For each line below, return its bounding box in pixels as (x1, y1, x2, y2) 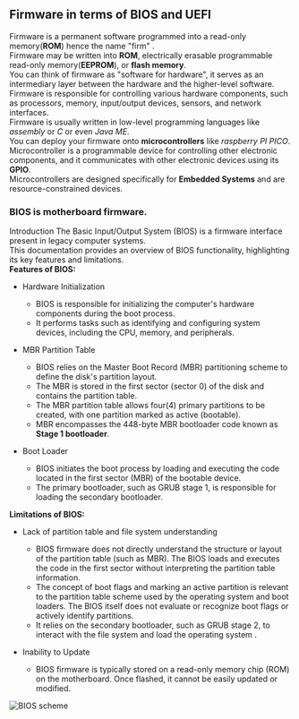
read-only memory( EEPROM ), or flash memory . (9, 59, 186, 70)
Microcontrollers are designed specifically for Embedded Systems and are (9, 174, 286, 184)
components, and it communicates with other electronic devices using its (9, 154, 279, 165)
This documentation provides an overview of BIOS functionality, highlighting (9, 245, 290, 256)
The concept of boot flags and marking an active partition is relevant (35, 582, 289, 593)
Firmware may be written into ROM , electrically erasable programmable (9, 49, 273, 61)
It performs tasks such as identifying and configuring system (35, 318, 261, 329)
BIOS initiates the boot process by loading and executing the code (35, 463, 280, 474)
